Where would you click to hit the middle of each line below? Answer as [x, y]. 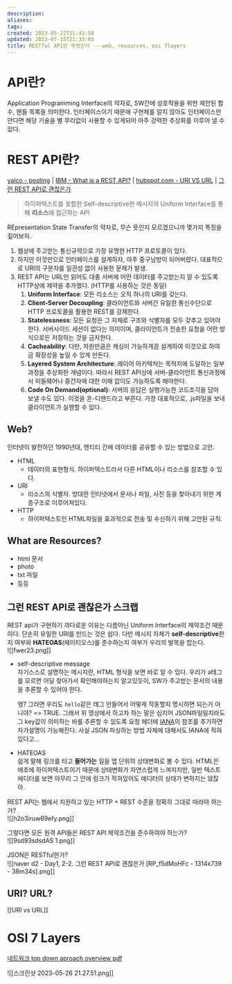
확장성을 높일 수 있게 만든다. [73, 354]
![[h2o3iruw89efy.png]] [41, 819]
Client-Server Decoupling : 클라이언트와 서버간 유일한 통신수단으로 [120, 302]
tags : [15, 26]
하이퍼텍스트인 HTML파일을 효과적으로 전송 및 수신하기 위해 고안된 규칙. [125, 518]
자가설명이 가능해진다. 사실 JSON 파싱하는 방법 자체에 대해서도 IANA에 [113, 730]
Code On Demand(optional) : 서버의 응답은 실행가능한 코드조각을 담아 [123, 389]
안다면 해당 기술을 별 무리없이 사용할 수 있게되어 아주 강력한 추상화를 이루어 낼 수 [116, 120]
